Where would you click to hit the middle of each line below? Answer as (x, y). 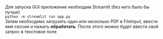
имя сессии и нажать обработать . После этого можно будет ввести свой (82, 26)
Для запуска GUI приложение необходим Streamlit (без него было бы (77, 7)
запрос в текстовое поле (31, 32)
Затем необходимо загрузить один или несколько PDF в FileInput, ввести (81, 21)
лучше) (13, 12)
